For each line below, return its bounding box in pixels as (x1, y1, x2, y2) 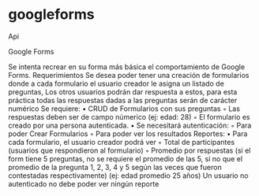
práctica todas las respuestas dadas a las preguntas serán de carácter (8, 95, 238, 105)
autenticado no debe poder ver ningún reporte (8, 179, 160, 188)
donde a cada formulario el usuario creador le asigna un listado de (8, 79, 225, 88)
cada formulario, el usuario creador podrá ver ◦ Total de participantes (8, 137, 235, 146)
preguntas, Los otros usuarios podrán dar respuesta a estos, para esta (8, 87, 238, 96)
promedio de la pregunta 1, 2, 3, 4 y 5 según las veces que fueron (8, 162, 223, 172)
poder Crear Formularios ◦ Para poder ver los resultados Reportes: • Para (8, 128, 248, 139)
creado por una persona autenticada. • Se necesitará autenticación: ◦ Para (8, 120, 252, 130)
